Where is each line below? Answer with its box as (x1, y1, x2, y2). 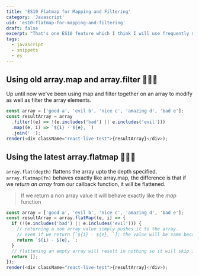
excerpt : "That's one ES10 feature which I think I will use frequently (6, 31, 190, 37)
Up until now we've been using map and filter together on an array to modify (6, 90, 192, 98)
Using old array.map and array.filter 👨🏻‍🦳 (6, 75, 158, 85)
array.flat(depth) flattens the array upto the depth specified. (6, 168, 158, 175)
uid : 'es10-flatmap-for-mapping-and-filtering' (6, 20, 126, 25)
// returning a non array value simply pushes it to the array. (17, 226, 179, 232)
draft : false (6, 25, 38, 31)
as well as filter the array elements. (6, 97, 92, 104)
